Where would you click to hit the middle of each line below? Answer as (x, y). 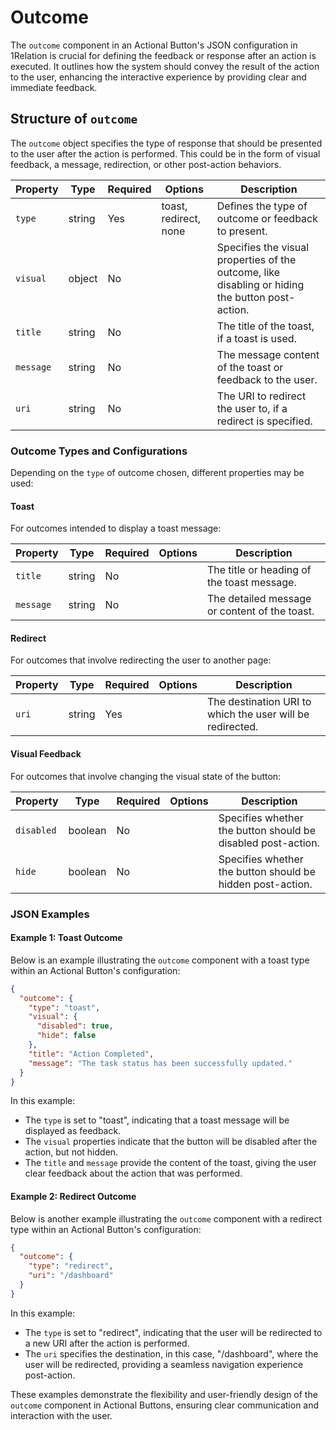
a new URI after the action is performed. (107, 1343)
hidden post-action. (265, 884)
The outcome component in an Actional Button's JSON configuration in (154, 45)
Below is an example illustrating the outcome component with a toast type (160, 960)
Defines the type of (262, 206)
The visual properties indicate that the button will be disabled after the (171, 1142)
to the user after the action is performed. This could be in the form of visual (165, 153)
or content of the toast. (260, 611)
